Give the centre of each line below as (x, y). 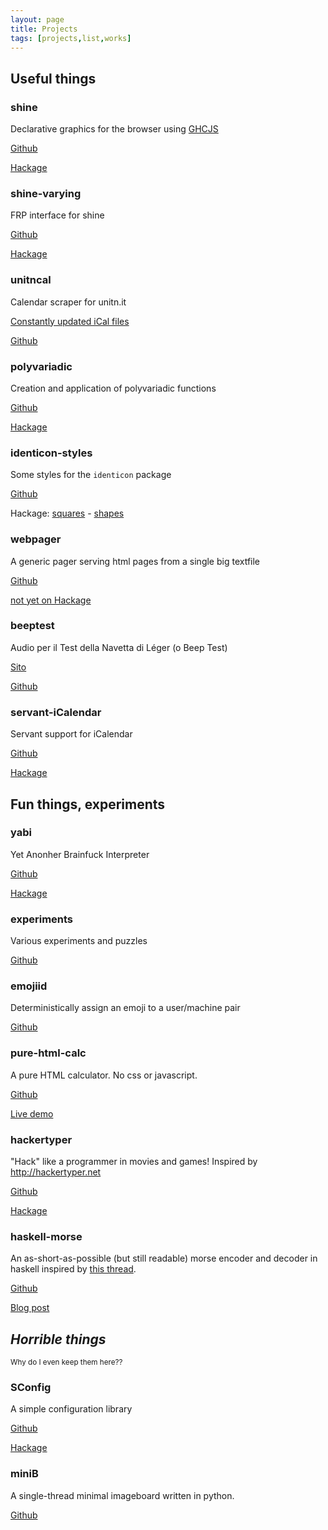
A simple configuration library (71, 1409)
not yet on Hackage (51, 600)
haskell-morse (46, 1236)
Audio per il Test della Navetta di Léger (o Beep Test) (119, 647)
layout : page (37, 19)
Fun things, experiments (88, 804)
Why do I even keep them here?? (66, 1362)
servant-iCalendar (56, 712)
